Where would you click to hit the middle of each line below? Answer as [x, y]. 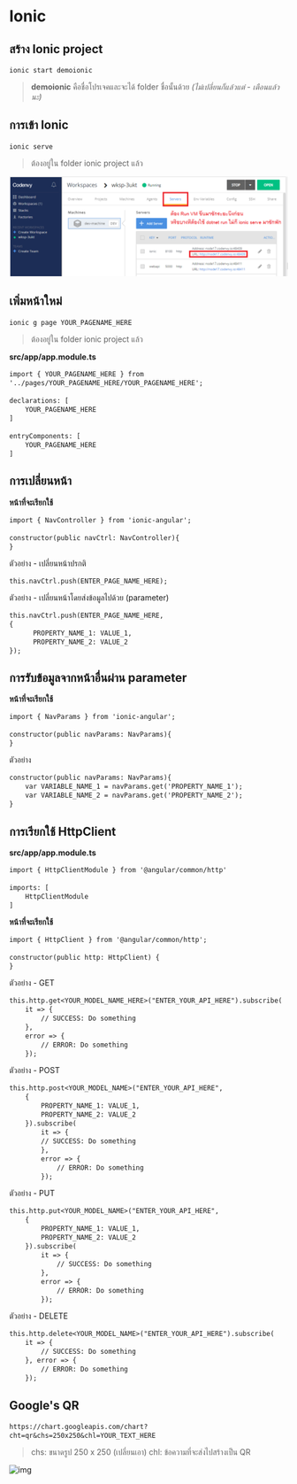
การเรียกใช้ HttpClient [63, 831]
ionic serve [31, 147]
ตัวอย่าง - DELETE [39, 1316]
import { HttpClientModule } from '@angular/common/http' [118, 870]
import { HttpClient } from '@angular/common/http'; [108, 940]
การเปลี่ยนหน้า [41, 481]
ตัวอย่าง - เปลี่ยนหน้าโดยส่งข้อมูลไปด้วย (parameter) [89, 597]
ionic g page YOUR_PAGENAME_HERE [71, 322]
